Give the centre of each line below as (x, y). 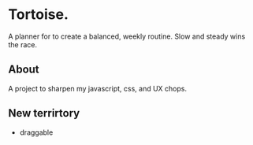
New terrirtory (44, 113)
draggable (36, 132)
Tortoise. (39, 15)
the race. (23, 44)
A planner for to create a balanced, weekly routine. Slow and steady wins (127, 36)
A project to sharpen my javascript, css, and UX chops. (98, 88)
